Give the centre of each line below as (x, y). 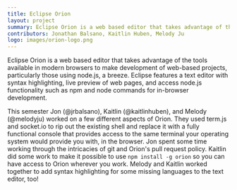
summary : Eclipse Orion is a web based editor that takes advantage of (115, 27)
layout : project (31, 20)
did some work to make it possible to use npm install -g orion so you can (116, 157)
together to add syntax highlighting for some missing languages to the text (116, 172)
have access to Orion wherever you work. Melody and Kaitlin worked (108, 164)
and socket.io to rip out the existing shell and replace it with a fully (103, 126)
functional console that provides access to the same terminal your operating (118, 134)
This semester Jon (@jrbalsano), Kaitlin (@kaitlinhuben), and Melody (107, 112)
